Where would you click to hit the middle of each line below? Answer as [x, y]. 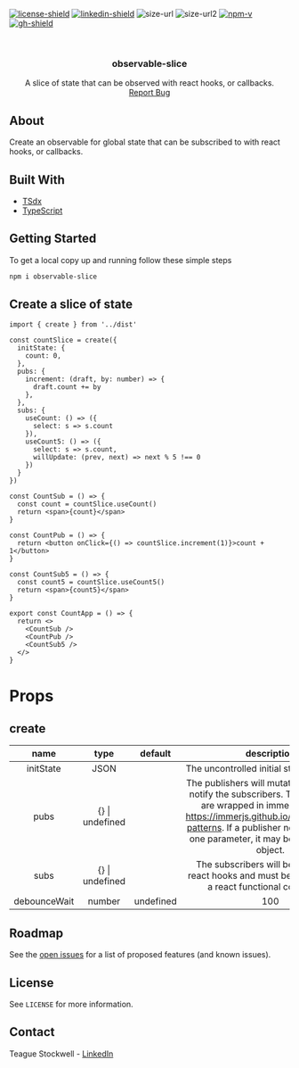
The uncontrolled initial [234, 769]
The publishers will [226, 783]
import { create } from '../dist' [73, 325]
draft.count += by [67, 387]
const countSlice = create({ [63, 340]
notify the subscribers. [236, 794]
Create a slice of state [71, 304]
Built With [37, 180]
